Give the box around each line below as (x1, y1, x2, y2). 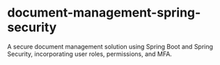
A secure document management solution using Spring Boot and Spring (7, 42, 214, 50)
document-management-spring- (7, 5, 201, 21)
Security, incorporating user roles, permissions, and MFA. (7, 50, 173, 58)
